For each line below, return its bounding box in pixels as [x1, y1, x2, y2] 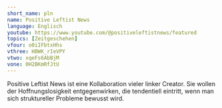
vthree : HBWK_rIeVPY [7, 49, 66, 55]
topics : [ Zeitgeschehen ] [7, 36, 78, 42]
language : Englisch [7, 23, 63, 29]
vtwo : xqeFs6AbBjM [7, 55, 59, 62]
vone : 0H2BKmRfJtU [7, 61, 59, 68]
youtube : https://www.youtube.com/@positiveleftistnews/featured [7, 29, 197, 36]
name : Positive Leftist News [7, 16, 90, 23]
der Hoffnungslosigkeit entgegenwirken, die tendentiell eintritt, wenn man [7, 87, 214, 95]
